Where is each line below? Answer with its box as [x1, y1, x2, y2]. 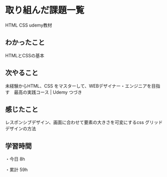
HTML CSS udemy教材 [5, 22, 53, 28]
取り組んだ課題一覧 [5, 5, 85, 16]
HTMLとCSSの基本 [5, 52, 45, 58]
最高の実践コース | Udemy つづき [14, 89, 82, 95]
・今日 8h [5, 156, 25, 162]
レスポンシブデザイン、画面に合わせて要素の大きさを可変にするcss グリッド [5, 119, 163, 125]
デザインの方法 [5, 126, 36, 132]
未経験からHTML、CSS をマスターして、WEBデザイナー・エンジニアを [5, 83, 152, 89]
